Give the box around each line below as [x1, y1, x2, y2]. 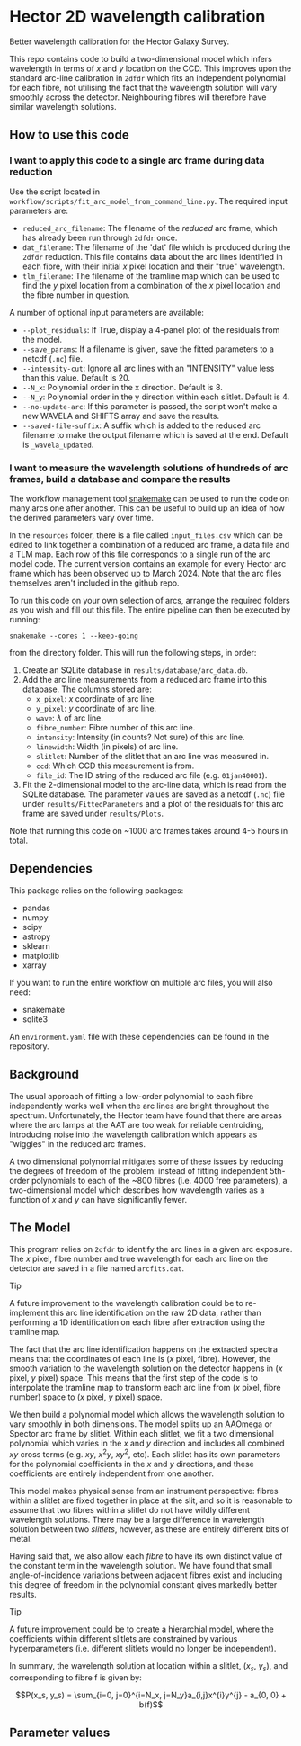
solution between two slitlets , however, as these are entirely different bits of [9, 1524, 289, 1535]
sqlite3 [22, 1014, 48, 1025]
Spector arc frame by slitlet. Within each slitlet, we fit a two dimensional [9, 1428, 274, 1439]
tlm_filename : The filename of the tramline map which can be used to [22, 270, 280, 281]
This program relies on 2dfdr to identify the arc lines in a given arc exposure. [9, 1244, 293, 1255]
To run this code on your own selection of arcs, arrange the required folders [9, 595, 290, 605]
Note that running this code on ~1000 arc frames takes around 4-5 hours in [9, 825, 288, 836]
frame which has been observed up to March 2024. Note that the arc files [9, 568, 282, 578]
